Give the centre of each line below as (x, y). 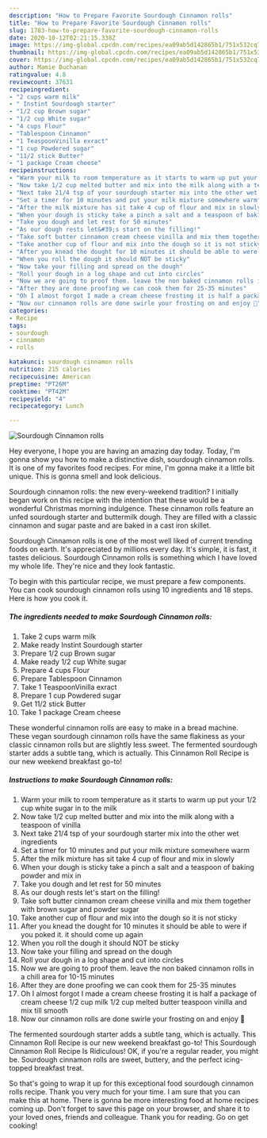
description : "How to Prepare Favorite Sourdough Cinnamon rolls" (121, 15)
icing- (234, 1059)
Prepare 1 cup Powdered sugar (71, 696)
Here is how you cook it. (48, 598)
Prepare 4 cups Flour (55, 671)
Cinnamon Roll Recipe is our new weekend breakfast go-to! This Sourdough (133, 1043)
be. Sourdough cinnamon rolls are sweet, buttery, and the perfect (116, 1059)
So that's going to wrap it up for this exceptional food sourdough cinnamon (132, 1083)
